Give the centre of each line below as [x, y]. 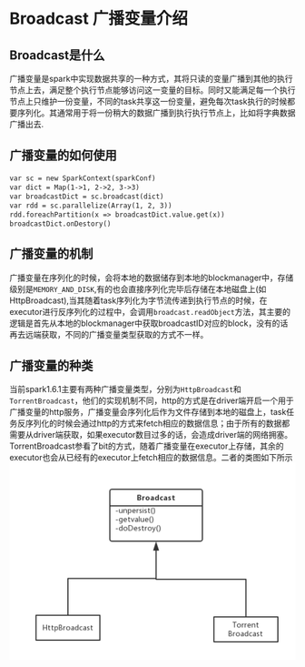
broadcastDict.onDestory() [60, 224]
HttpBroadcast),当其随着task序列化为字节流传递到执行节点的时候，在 [138, 300]
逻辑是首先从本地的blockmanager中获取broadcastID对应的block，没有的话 [149, 323]
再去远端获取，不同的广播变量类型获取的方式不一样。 [109, 334]
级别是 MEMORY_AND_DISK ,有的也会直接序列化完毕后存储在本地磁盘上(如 [138, 288]
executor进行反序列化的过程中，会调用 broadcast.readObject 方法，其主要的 [150, 311]
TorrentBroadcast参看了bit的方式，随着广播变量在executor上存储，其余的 [147, 446]
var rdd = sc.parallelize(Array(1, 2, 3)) [91, 206]
